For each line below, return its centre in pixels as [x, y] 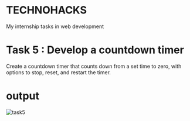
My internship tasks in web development [55, 26]
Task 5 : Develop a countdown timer [95, 50]
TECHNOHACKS [46, 10]
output [23, 96]
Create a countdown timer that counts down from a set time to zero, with [94, 66]
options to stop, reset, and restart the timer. [59, 72]
